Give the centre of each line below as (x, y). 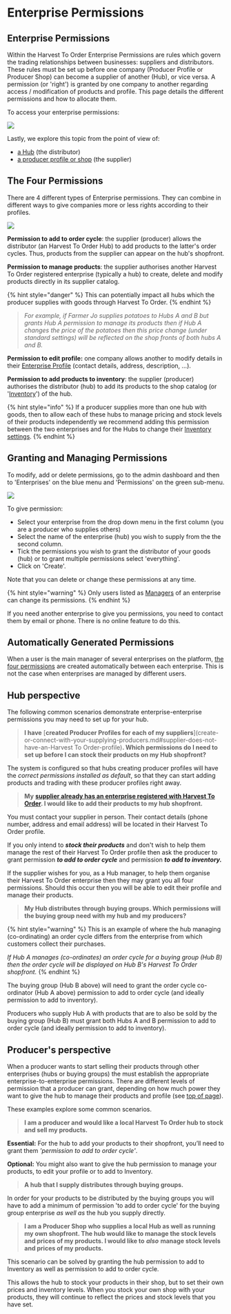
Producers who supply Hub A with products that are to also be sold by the (112, 1013)
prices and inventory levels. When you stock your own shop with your (106, 1290)
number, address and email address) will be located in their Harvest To (108, 824)
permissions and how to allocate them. (62, 99)
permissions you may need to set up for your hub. (78, 719)
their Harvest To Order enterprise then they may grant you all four (100, 880)
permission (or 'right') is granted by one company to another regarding (108, 84)
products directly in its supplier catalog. (63, 281)
